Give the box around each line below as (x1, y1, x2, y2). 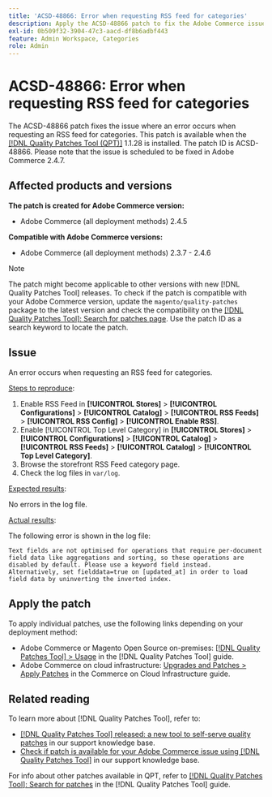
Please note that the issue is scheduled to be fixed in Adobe (34, 147, 235, 157)
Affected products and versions (8, 179, 172, 193)
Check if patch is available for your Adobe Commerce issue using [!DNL (19, 747, 261, 756)
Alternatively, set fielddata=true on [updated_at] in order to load (8, 567, 249, 576)
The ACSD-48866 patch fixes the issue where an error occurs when (8, 121, 236, 131)
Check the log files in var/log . (19, 467, 121, 477)
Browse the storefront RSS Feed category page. (19, 459, 181, 469)
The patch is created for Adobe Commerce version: (8, 200, 185, 210)
